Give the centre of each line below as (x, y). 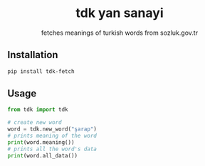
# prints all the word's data (52, 149)
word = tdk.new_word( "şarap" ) (52, 129)
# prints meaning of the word (52, 136)
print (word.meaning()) (41, 142)
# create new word (35, 123)
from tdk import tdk (38, 110)
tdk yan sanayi (120, 13)
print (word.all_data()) (43, 155)
